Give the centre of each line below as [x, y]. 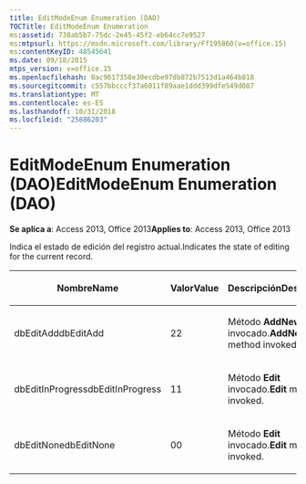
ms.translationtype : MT [55, 94]
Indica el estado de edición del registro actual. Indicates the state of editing [149, 247]
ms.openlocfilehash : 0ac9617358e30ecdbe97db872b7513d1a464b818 [132, 78]
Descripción [255, 289]
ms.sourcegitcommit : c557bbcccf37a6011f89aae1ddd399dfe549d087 [132, 86]
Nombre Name [88, 289]
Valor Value [194, 289]
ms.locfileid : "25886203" [58, 120]
